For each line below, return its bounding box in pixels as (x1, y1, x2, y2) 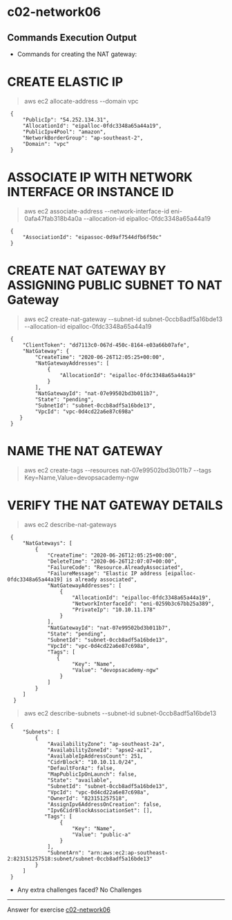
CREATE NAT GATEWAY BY (7, 263, 167, 278)
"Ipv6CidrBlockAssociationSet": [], (47, 807, 153, 814)
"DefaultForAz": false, (47, 765, 116, 772)
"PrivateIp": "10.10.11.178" (72, 606, 156, 613)
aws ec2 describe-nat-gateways (23, 520, 117, 528)
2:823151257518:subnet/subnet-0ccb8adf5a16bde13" (7, 855, 153, 862)
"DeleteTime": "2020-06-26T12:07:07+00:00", (47, 557, 177, 565)
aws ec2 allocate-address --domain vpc (23, 97, 139, 105)
